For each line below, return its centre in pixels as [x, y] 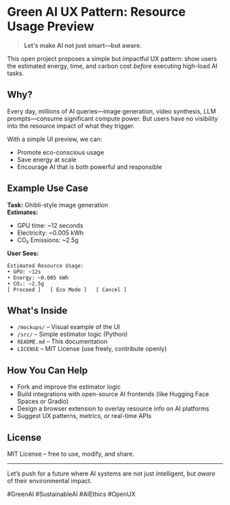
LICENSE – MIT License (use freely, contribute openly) [92, 349]
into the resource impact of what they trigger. [71, 126]
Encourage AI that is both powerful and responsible [89, 167]
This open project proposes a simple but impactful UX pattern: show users [112, 58]
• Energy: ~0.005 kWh [38, 278]
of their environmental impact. [50, 481]
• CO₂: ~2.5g [26, 284]
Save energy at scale [47, 159]
